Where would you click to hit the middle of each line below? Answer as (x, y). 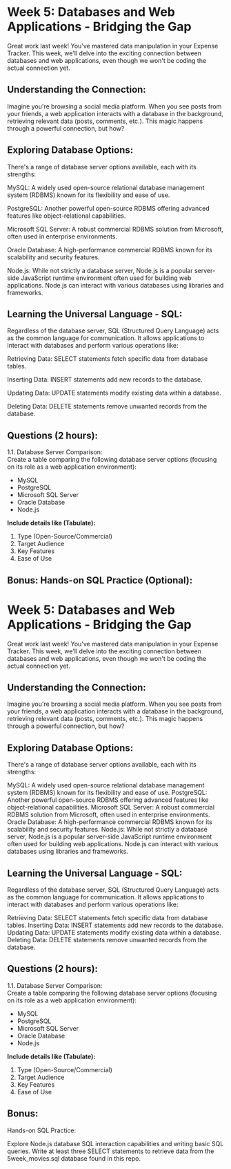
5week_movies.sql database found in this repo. (74, 1158)
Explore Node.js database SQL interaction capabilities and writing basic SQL (115, 1143)
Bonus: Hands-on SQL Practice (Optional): (100, 580)
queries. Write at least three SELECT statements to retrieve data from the (111, 1151)
